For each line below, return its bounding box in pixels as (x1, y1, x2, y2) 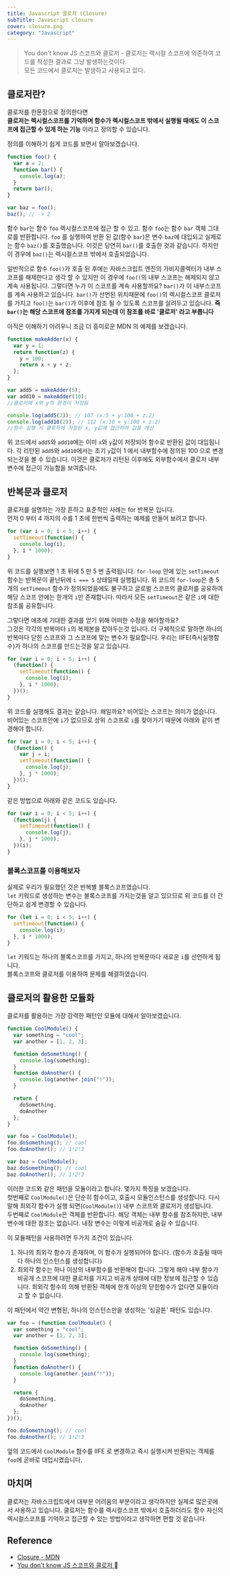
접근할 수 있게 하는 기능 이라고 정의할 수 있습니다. (19, 125, 150, 134)
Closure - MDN (16, 1553, 60, 1562)
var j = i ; (19, 751, 51, 758)
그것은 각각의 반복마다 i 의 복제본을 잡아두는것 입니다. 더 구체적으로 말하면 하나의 (7, 624, 223, 633)
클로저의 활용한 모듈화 (7, 992, 95, 1004)
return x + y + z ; (19, 361, 72, 368)
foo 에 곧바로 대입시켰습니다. (7, 1456, 83, 1464)
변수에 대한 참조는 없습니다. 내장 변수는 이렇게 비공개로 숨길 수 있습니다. (7, 1219, 199, 1227)
